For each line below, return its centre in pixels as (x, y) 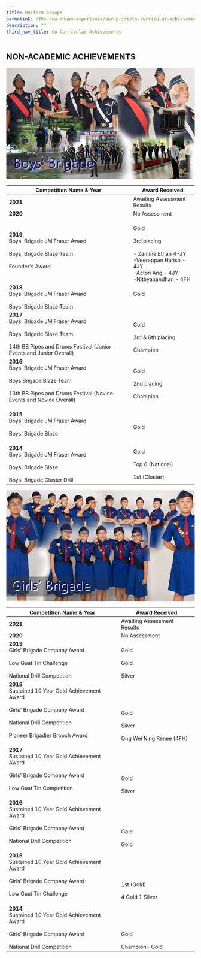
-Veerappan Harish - (159, 260)
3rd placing (147, 241)
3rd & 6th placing (154, 337)
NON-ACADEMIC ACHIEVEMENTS (71, 57)
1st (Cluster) (149, 477)
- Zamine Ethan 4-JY (160, 253)
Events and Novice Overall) (42, 400)
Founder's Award (30, 266)
